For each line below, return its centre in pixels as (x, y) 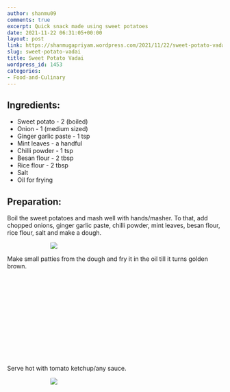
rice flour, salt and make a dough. (54, 233)
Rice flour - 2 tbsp (42, 165)
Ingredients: (34, 105)
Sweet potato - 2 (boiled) (52, 122)
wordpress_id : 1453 (35, 65)
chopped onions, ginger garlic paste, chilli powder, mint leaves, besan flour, (114, 225)
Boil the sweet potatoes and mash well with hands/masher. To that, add (107, 218)
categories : (24, 71)
